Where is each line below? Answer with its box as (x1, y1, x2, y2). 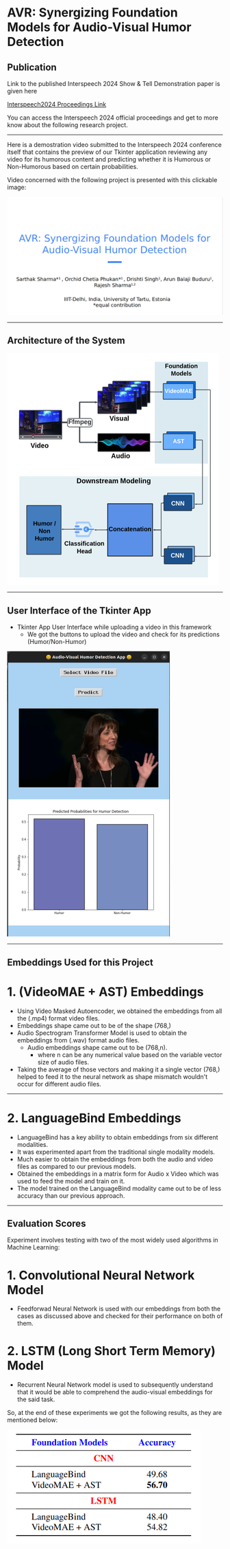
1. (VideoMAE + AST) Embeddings (7, 984, 204, 999)
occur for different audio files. (16, 1080, 101, 1088)
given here (7, 87, 38, 95)
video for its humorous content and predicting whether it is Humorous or (7, 155, 212, 163)
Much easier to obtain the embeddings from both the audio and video (16, 1155, 214, 1163)
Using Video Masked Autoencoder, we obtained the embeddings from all (16, 1007, 222, 1015)
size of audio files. (37, 1058, 90, 1066)
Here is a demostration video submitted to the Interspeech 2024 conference (7, 141, 222, 148)
